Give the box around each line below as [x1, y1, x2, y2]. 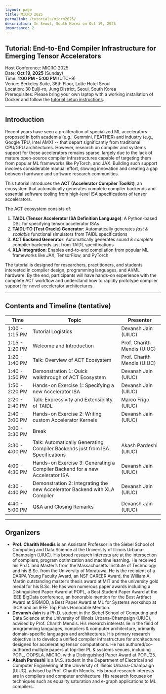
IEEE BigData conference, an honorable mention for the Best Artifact [12, 594, 152, 600]
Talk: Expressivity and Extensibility [32, 396, 113, 403]
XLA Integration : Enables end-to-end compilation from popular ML [12, 247, 149, 253]
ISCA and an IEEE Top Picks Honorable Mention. [12, 605, 111, 611]
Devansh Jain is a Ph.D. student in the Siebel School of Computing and [12, 610, 157, 616]
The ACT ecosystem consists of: [5, 206, 72, 212]
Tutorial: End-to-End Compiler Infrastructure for [5, 44, 157, 53]
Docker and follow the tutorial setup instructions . [5, 96, 105, 102]
